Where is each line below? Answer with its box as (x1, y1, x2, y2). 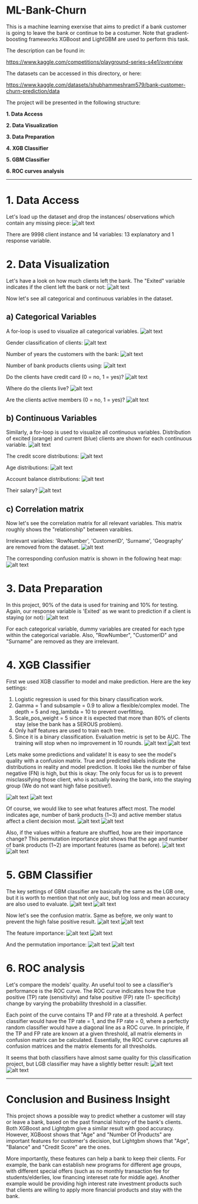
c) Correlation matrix (6, 504, 84, 514)
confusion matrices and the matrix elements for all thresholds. (6, 1043, 157, 1050)
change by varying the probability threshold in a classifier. (6, 1000, 147, 1007)
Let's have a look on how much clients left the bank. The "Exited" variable (6, 277, 186, 284)
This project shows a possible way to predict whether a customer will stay (6, 1112, 186, 1119)
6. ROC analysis (6, 962, 85, 975)
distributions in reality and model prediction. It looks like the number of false (6, 764, 191, 771)
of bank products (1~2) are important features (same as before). (6, 842, 161, 849)
